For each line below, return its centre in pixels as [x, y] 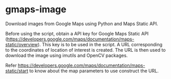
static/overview [22, 44]
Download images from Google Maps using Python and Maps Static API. [82, 24]
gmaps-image [36, 9]
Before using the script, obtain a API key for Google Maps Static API [77, 33]
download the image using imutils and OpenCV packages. [66, 55]
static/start [17, 71]
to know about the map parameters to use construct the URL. [94, 71]
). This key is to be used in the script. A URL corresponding [100, 44]
